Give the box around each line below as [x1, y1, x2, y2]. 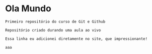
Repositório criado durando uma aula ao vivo [5, 27, 101, 32]
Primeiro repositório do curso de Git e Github [5, 19, 106, 24]
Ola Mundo [5, 3, 51, 14]
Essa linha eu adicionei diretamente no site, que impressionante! [5, 36, 148, 41]
